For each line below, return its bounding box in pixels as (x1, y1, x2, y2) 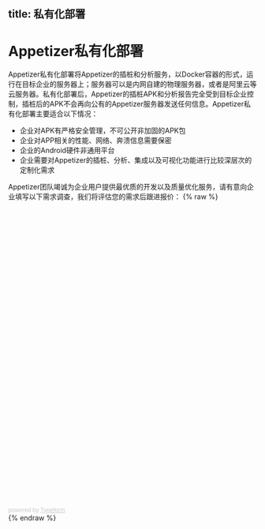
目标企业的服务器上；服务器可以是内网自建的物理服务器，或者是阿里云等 (21, 80, 257, 89)
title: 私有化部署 (8, 7, 86, 21)
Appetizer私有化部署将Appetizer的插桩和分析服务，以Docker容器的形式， (8, 69, 247, 79)
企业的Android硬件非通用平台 (19, 145, 115, 156)
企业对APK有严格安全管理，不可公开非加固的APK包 (19, 126, 186, 136)
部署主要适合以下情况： (21, 109, 99, 118)
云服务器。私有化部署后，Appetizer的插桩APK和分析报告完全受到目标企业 (8, 89, 247, 99)
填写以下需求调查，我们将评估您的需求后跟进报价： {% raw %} (14, 192, 218, 201)
